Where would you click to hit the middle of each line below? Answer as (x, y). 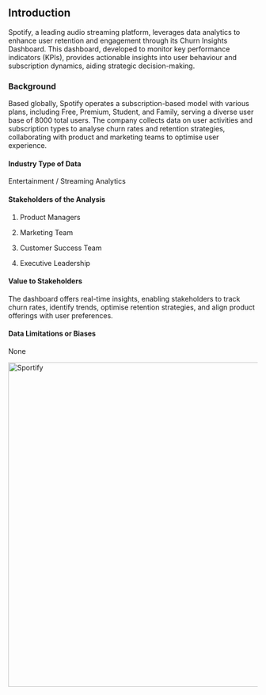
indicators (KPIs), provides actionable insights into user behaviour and (123, 57)
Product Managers (50, 217)
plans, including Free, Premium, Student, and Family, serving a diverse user (131, 112)
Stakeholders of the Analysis (57, 199)
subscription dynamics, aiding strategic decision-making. (102, 66)
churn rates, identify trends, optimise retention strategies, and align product (132, 307)
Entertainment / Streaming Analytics (67, 181)
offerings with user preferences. (61, 315)
